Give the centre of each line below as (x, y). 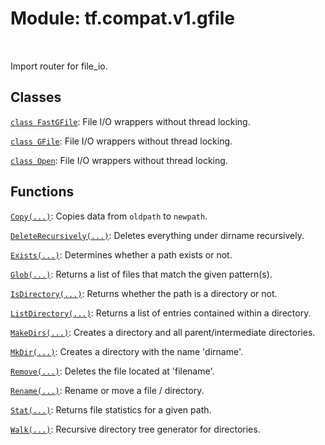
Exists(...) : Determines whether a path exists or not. (121, 254)
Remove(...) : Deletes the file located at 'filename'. (112, 371)
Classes (36, 97)
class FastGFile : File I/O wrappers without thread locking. (130, 121)
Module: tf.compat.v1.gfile (122, 18)
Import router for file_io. (59, 66)
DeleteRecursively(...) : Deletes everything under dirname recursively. (157, 235)
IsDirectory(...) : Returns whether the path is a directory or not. (144, 293)
